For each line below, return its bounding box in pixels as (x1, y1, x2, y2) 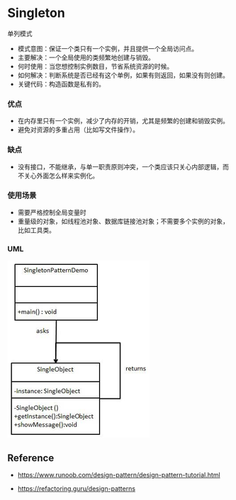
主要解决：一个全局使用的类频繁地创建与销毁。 (17, 53, 154, 62)
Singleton (7, 5, 65, 21)
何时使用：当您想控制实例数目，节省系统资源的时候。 (17, 62, 174, 70)
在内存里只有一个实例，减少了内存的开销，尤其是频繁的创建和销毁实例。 (17, 117, 229, 125)
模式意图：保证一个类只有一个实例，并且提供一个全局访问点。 (17, 44, 198, 52)
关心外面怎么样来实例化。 (23, 171, 99, 180)
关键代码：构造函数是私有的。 (17, 79, 105, 88)
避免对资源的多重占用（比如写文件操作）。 (17, 125, 140, 134)
